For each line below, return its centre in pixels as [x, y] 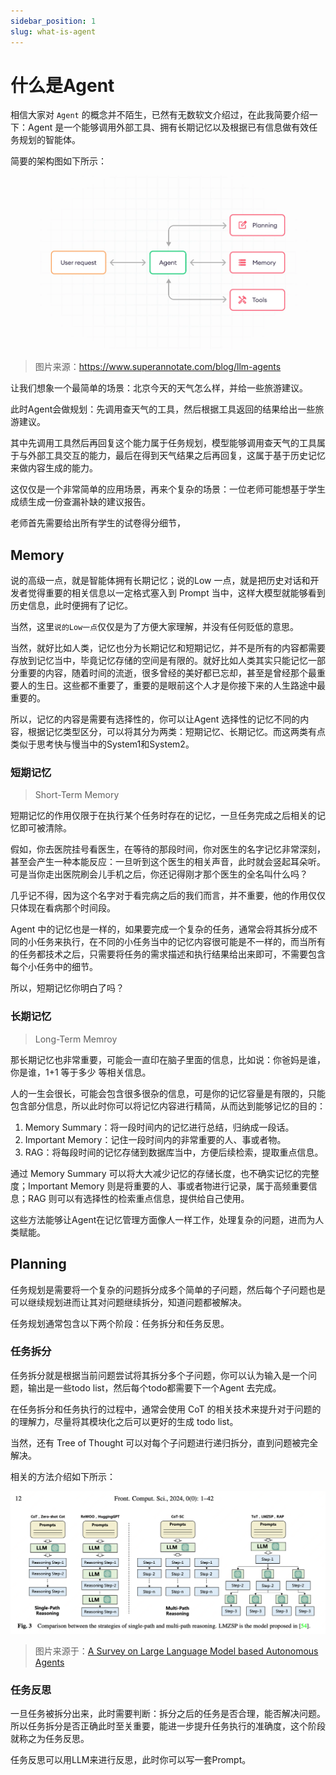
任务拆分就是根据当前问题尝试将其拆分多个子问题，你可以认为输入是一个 [159, 1375]
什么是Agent [62, 85]
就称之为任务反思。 [50, 1738]
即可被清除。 [45, 828]
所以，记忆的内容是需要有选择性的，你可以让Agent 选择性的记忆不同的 [155, 719]
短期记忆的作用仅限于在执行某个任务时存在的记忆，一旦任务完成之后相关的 [163, 816]
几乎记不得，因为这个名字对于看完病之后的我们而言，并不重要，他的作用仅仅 [168, 896]
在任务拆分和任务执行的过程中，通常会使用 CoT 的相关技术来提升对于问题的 [166, 1409]
